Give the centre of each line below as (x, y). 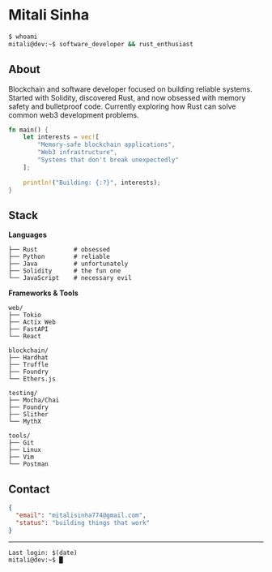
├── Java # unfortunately (68, 264)
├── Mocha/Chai (34, 400)
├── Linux (25, 450)
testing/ (23, 394)
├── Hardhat (28, 358)
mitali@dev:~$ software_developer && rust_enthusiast (101, 44)
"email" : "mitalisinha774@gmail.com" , (81, 515)
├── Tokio (25, 315)
